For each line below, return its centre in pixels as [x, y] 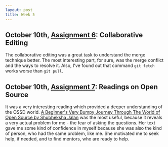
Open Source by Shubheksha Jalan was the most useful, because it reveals [84, 118]
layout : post [19, 10]
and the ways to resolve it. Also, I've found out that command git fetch [80, 65]
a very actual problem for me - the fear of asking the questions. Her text [80, 123]
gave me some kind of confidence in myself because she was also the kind [83, 128]
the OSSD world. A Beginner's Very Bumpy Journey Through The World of [83, 112]
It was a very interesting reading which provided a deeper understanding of [84, 107]
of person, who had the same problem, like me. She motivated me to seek [82, 133]
